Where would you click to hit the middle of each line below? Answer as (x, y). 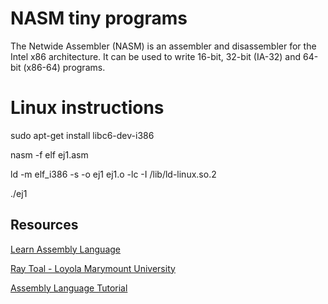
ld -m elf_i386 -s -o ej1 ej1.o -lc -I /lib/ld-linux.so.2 (113, 174)
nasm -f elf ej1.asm (49, 154)
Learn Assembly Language (65, 249)
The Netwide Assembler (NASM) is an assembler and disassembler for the (163, 46)
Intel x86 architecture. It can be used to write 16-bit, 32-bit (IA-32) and (156, 56)
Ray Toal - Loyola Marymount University (93, 268)
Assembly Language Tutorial (69, 288)
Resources (44, 225)
